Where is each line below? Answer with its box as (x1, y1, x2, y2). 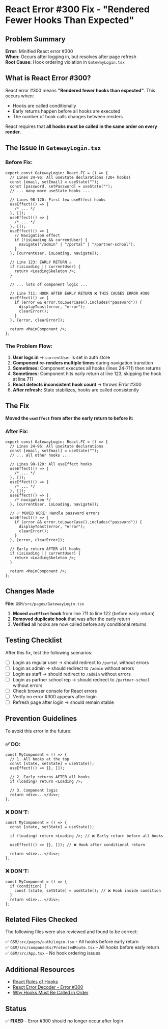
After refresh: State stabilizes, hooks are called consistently (12, 386, 139, 393)
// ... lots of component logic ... (10, 282, 88, 287)
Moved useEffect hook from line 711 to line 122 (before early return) (12, 610, 155, 616)
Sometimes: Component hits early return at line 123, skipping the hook (12, 371, 161, 377)
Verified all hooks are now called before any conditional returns (12, 621, 147, 627)
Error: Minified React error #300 (5, 48, 73, 54)
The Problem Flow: (5, 342, 53, 350)
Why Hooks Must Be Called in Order (12, 990, 89, 996)
